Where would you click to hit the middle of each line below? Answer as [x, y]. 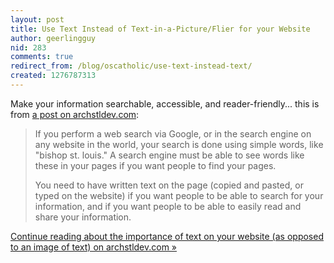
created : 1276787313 [53, 76]
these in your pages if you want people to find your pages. [155, 165]
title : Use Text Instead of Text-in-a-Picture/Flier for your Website [160, 29]
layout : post [37, 19]
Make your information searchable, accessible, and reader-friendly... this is [165, 103]
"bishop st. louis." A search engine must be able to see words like [169, 155]
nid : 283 [28, 47]
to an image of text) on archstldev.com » [94, 247]
